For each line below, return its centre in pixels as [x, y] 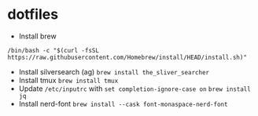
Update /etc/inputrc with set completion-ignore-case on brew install [135, 89]
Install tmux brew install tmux [68, 80]
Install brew [37, 36]
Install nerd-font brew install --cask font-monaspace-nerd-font [123, 103]
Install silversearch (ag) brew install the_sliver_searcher [114, 71]
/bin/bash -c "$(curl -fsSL [53, 50]
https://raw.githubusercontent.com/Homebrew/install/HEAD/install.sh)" [127, 57]
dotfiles [33, 14]
